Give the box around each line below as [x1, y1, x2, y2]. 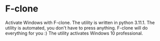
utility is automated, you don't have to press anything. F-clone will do [5, 24, 148, 30]
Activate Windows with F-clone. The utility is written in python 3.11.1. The [5, 19, 155, 25]
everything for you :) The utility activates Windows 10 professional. [5, 30, 143, 36]
